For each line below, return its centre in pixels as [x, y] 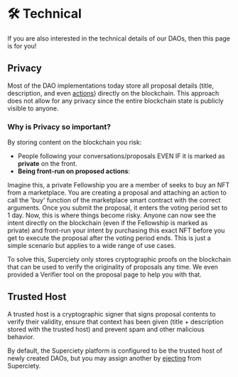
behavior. [21, 336]
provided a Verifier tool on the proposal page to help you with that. [105, 274]
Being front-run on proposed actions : [74, 171]
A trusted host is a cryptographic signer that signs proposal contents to [112, 314]
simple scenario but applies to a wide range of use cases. [92, 246]
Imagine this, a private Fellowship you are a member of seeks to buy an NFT [119, 185]
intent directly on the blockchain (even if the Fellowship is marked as [108, 223]
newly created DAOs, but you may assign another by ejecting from [104, 358]
